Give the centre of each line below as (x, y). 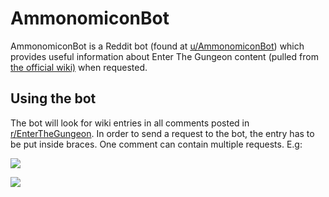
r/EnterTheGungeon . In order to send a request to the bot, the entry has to (162, 133)
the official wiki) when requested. (79, 67)
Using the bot (53, 98)
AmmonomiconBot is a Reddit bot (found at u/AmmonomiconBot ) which (157, 46)
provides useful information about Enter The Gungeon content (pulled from (164, 56)
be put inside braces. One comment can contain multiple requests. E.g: (156, 144)
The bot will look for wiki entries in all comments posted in (130, 123)
